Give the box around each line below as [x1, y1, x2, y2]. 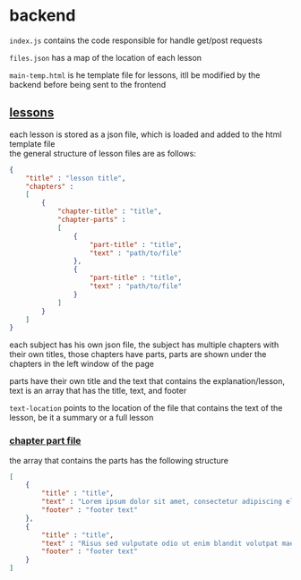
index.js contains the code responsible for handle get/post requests [9, 35, 262, 46]
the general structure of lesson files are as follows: [9, 148, 197, 158]
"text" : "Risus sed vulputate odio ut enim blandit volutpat [41, 539, 279, 548]
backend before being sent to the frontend [9, 79, 167, 90]
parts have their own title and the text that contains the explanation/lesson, [9, 376, 285, 387]
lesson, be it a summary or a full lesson [9, 413, 154, 423]
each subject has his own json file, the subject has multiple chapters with [9, 339, 279, 350]
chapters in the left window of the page [9, 359, 155, 370]
